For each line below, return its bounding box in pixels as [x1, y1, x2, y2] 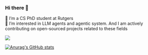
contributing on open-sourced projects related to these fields [5, 26, 128, 32]
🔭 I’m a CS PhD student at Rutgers [5, 16, 74, 21]
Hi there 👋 [5, 4, 29, 11]
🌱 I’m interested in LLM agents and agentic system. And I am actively [5, 20, 144, 26]
